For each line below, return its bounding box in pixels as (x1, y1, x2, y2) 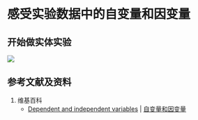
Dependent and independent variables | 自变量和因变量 (27, 105, 187, 113)
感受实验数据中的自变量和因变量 (7, 6, 191, 22)
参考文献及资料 (7, 76, 72, 88)
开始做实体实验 (7, 36, 72, 48)
